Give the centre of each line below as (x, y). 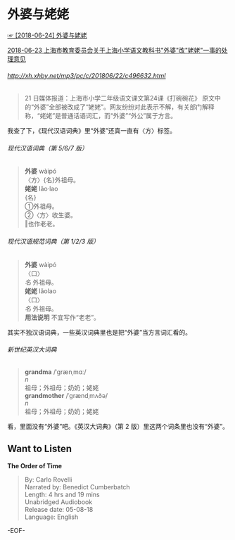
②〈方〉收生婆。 (51, 215)
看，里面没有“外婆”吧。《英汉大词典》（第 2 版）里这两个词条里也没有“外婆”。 (118, 426)
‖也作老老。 (42, 224)
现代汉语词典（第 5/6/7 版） (47, 148)
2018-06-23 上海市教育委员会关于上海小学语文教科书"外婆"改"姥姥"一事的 (114, 50)
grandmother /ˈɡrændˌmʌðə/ (66, 395)
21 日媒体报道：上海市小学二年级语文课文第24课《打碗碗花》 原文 (120, 98)
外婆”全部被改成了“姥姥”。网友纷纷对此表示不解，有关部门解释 (124, 107)
